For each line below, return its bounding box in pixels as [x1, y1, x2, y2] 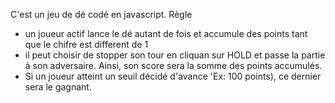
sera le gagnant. [24, 81, 92, 93]
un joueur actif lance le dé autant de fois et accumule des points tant [24, 28, 308, 39]
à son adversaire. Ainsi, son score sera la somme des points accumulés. [24, 60, 323, 71]
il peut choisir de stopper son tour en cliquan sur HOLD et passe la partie [24, 49, 326, 61]
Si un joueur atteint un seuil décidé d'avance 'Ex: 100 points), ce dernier [24, 70, 322, 82]
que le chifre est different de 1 [24, 39, 149, 50]
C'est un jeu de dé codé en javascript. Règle [10, 9, 193, 20]
